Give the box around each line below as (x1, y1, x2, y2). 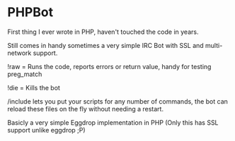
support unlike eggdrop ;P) (7, 125, 86, 134)
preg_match (7, 70, 42, 78)
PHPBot (7, 4, 54, 20)
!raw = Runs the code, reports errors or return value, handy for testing (7, 62, 212, 70)
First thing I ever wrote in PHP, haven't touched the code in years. (7, 27, 199, 36)
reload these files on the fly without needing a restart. (7, 104, 164, 113)
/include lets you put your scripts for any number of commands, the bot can (7, 97, 229, 106)
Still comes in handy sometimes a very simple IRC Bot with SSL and (7, 41, 204, 49)
